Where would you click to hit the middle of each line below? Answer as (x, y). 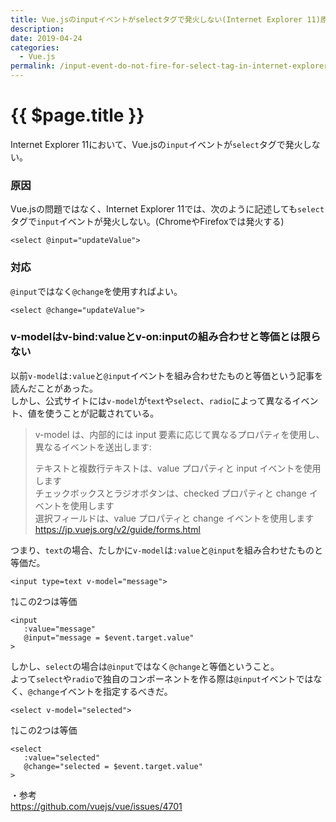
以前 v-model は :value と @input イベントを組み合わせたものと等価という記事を (167, 375)
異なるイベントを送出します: (93, 447)
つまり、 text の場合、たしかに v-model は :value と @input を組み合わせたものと (167, 550)
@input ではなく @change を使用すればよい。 (96, 291)
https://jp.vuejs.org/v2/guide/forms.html (117, 529)
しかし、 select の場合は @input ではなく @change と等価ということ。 (145, 666)
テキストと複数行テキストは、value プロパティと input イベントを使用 (178, 468)
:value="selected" (62, 757)
